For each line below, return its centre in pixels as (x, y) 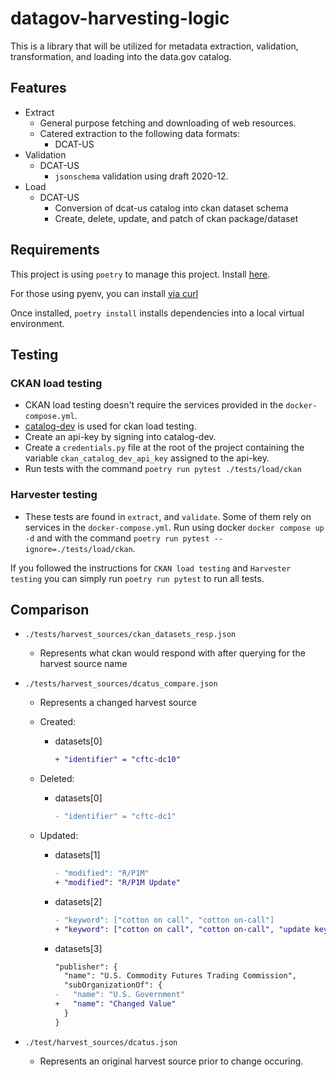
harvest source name (83, 664)
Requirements (55, 250)
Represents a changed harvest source (118, 703)
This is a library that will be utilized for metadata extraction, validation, (154, 46)
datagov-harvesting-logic (120, 18)
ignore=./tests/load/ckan (78, 549)
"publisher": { (86, 967)
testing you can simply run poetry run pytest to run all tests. (137, 578)
